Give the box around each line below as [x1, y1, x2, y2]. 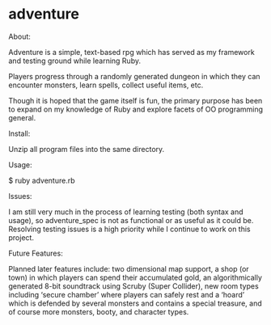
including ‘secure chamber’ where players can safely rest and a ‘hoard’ [8, 289, 245, 299]
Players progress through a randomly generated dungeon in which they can [8, 71, 260, 81]
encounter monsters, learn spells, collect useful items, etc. [8, 80, 204, 90]
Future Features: [8, 248, 63, 258]
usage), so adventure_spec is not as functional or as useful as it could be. [8, 215, 254, 225]
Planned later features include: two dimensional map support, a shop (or [8, 264, 249, 273]
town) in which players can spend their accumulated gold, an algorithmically [8, 272, 263, 282]
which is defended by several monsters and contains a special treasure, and [8, 298, 262, 308]
